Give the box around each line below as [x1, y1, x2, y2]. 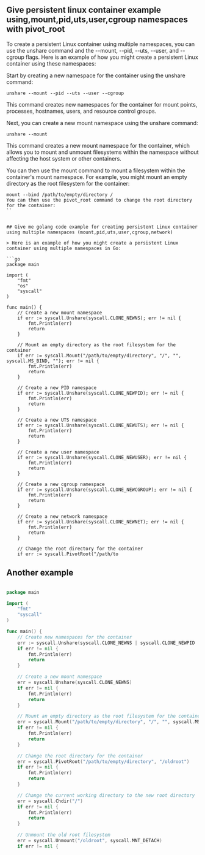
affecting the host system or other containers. [6, 154, 122, 162]
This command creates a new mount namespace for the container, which [6, 142, 190, 149]
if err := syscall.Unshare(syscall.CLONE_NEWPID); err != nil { [17, 390, 184, 396]
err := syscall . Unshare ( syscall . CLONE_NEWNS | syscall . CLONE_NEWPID [17, 640, 195, 646]
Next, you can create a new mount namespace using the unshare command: [6, 119, 198, 126]
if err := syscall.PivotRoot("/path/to [17, 551, 119, 557]
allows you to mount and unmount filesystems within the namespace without [6, 148, 199, 156]
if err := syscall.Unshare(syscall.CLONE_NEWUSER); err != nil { [17, 454, 187, 460]
